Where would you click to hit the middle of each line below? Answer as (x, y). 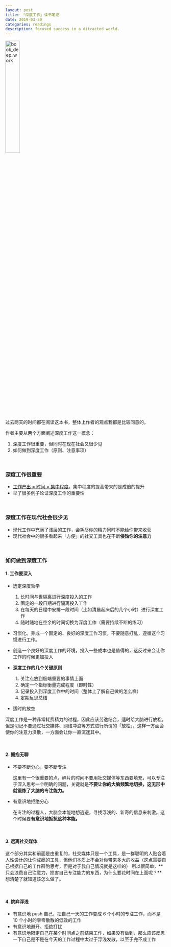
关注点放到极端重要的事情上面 (52, 678)
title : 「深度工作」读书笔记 (32, 15)
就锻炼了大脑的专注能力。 (40, 791)
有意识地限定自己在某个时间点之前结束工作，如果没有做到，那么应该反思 (89, 933)
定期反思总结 (34, 697)
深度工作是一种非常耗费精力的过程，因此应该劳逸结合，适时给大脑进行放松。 (86, 719)
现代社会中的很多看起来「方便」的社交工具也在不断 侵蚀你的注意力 (82, 536)
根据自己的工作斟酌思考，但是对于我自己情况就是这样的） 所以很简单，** (86, 866)
